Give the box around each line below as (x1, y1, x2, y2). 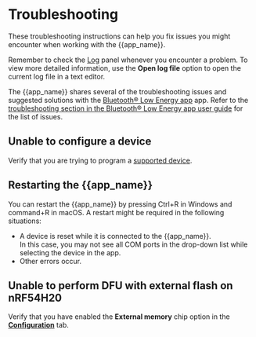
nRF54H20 (8, 291, 63, 304)
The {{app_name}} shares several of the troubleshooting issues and (8, 86, 227, 96)
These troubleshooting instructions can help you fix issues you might (8, 31, 231, 41)
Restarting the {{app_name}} (8, 178, 153, 192)
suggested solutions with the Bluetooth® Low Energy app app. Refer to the (8, 95, 249, 104)
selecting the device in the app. (19, 247, 121, 257)
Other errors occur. (19, 256, 82, 266)
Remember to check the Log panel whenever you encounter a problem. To (8, 55, 248, 64)
